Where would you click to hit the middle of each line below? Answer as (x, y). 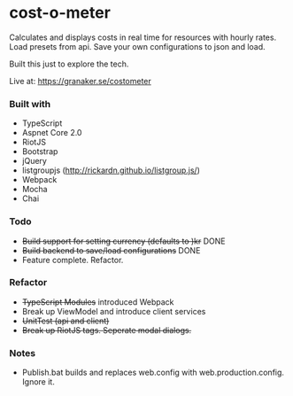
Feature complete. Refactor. (73, 260)
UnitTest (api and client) (66, 321)
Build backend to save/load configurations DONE (111, 250)
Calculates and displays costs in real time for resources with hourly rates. (143, 37)
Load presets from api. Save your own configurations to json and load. (137, 46)
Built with (30, 104)
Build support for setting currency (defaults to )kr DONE (123, 241)
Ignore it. (38, 382)
